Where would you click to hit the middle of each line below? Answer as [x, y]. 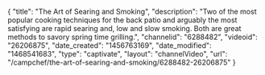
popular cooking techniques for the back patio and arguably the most [122, 20]
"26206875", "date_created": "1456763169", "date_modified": [110, 45]
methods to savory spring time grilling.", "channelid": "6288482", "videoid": [133, 37]
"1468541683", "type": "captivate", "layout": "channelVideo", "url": [118, 54]
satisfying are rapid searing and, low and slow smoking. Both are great [124, 28]
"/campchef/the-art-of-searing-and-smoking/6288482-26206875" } [122, 62]
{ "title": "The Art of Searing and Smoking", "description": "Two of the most [132, 12]
